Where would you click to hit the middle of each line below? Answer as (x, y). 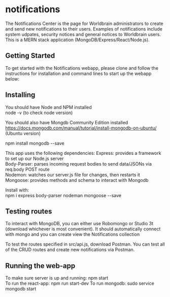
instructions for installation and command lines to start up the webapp (78, 73)
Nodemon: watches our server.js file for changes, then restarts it (73, 175)
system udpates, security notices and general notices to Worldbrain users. (83, 34)
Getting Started (30, 56)
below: (12, 79)
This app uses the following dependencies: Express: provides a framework (83, 153)
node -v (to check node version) (39, 113)
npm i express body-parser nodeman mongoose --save (63, 195)
